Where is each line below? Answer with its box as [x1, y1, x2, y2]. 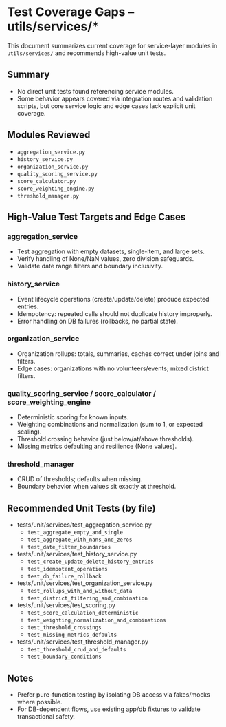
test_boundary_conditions [27, 653, 102, 661]
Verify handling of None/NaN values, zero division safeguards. [16, 255, 194, 263]
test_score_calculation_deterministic [27, 610, 139, 617]
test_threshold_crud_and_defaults [27, 646, 126, 653]
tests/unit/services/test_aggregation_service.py [16, 520, 152, 529]
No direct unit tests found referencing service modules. [16, 87, 174, 95]
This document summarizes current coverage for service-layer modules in [7, 41, 218, 50]
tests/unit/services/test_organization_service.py [16, 579, 153, 587]
